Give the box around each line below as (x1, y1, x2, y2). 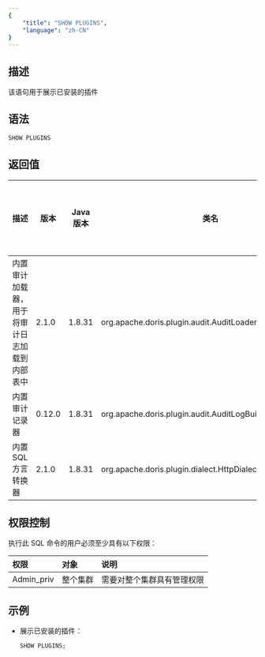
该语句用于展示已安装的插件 (8, 88, 99, 97)
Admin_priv (12, 574, 54, 585)
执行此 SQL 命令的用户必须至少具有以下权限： (8, 539, 158, 548)
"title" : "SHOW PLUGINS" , (22, 19, 108, 27)
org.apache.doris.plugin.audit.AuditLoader (101, 317, 258, 328)
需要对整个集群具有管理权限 (101, 574, 204, 585)
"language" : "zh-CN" (22, 26, 90, 34)
